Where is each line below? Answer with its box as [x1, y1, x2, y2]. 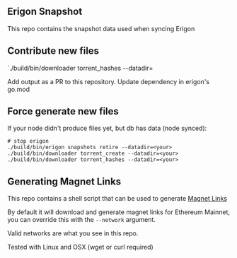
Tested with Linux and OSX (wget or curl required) [7, 243, 154, 252]
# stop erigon [7, 138, 50, 145]
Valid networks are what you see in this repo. [7, 229, 139, 238]
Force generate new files [7, 105, 119, 117]
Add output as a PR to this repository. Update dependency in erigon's [7, 77, 210, 86]
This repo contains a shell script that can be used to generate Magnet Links [7, 194, 228, 203]
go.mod [7, 85, 30, 93]
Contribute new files [7, 45, 100, 57]
